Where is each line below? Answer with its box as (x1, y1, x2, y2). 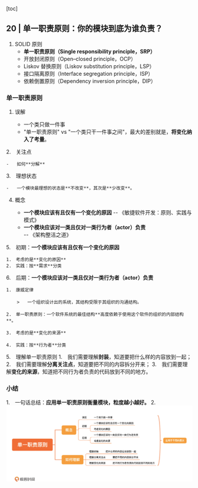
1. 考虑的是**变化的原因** (6, 257, 66, 263)
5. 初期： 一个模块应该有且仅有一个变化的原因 (6, 244, 119, 251)
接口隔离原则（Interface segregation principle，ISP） (23, 70, 154, 77)
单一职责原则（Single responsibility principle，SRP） (23, 47, 155, 55)
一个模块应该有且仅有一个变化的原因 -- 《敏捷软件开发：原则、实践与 (23, 209, 192, 216)
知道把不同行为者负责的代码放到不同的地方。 (42, 368, 151, 375)
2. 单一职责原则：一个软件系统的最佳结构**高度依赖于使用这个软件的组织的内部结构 (6, 312, 184, 317)
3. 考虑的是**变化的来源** (6, 330, 66, 336)
